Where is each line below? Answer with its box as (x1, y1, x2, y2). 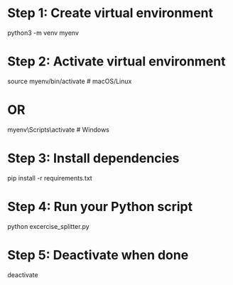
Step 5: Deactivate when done (7, 247, 189, 263)
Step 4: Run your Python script (7, 198, 193, 215)
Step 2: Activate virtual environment (7, 53, 226, 70)
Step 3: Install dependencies (7, 151, 180, 166)
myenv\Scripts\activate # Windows (7, 125, 110, 134)
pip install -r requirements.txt (7, 173, 92, 182)
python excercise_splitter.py (7, 222, 90, 230)
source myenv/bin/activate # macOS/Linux (7, 77, 132, 85)
